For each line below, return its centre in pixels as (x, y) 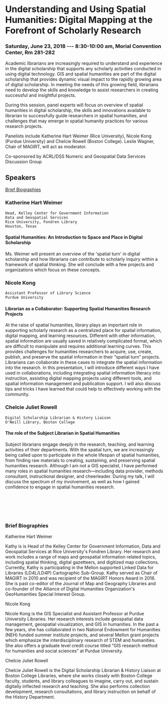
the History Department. (30, 697)
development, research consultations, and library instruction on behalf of (80, 692)
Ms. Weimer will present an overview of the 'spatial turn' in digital (73, 254)
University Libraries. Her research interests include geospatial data (74, 619)
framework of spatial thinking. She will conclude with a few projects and (79, 264)
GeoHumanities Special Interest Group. (45, 594)
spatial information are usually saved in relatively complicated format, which (83, 341)
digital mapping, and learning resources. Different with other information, (80, 336)
